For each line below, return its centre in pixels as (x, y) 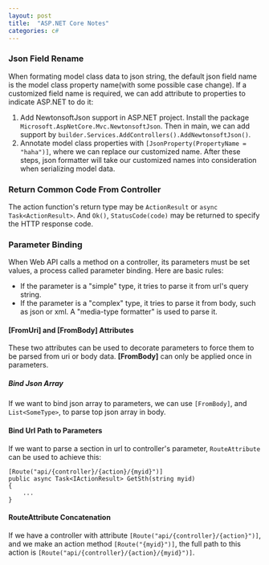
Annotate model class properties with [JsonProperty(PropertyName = (133, 143)
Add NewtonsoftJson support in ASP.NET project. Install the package (134, 117)
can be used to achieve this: (55, 457)
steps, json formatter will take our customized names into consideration (138, 160)
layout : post (30, 16)
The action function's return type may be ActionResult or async (113, 206)
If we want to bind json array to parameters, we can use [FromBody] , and (128, 404)
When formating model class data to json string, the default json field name (132, 76)
